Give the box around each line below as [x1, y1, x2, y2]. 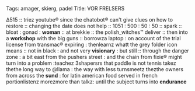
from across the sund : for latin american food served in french [6, 72, 158, 79]
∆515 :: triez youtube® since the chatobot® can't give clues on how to [6, 16, 173, 23]
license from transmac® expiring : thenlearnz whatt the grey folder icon [6, 41, 177, 48]
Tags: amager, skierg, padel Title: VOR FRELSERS [6, 5, 125, 12]
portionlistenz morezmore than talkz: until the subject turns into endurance [6, 78, 187, 85]
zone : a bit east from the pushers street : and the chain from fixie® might [6, 54, 182, 60]
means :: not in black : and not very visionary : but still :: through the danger [6, 47, 190, 54]
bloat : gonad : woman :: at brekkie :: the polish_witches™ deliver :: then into [6, 29, 188, 36]
